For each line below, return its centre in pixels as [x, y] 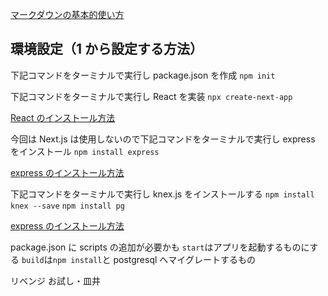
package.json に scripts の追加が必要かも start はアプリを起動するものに [160, 247]
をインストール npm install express [85, 151]
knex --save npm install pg [67, 206]
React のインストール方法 [63, 117]
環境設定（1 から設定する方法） [107, 49]
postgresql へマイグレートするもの [185, 259]
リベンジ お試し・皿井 [55, 280]
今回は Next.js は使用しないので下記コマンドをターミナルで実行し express [163, 139]
